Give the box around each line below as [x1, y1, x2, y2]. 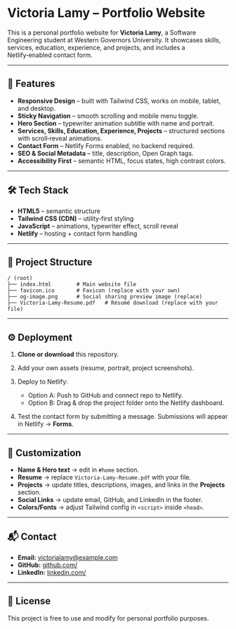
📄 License [7, 595, 51, 607]
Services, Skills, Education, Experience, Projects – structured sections [17, 126, 225, 135]
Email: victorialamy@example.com [17, 553, 118, 561]
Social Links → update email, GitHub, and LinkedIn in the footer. [17, 496, 203, 503]
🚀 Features [7, 78, 55, 90]
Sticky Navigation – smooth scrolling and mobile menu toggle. [17, 111, 199, 120]
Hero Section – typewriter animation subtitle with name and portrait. [17, 118, 215, 128]
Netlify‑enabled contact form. [7, 51, 93, 59]
